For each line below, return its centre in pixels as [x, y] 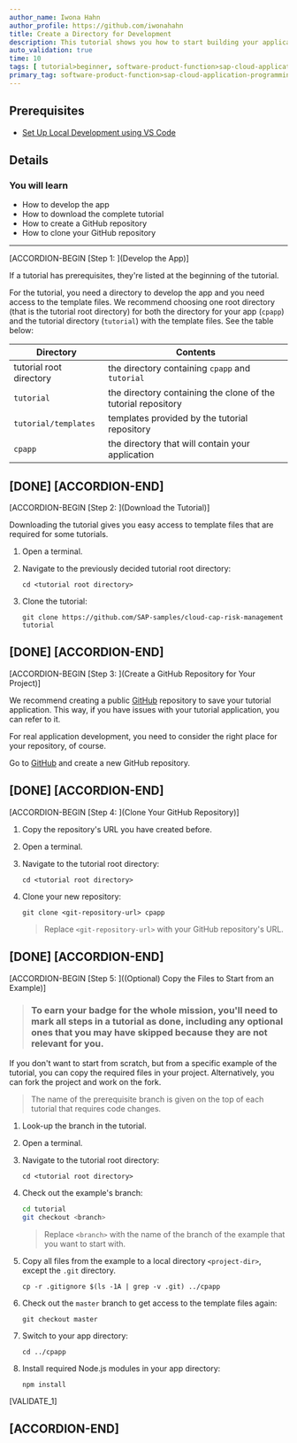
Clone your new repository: [72, 896]
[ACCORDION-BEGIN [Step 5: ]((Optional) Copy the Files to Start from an [141, 978]
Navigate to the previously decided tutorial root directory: [126, 569]
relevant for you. [67, 1044]
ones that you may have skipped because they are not [149, 1033]
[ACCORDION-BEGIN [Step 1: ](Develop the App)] [99, 259]
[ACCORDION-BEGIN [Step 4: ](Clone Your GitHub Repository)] [125, 812]
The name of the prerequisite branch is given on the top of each [147, 1099]
